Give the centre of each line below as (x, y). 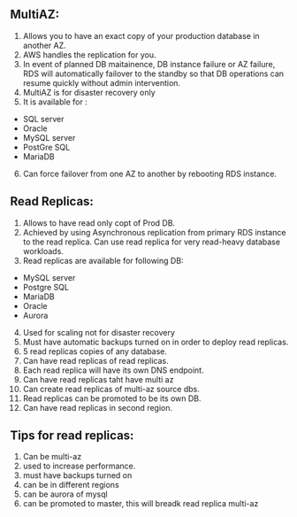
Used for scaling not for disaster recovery (99, 332)
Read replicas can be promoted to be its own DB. (112, 398)
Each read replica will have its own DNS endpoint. (113, 370)
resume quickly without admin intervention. (101, 82)
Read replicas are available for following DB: (103, 260)
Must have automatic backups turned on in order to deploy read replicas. (156, 342)
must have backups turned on (77, 475)
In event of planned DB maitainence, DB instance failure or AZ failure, (149, 64)
